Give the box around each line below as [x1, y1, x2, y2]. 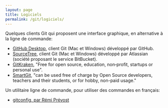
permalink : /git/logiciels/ [5, 17, 65, 22]
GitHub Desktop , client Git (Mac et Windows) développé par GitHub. [12, 46, 154, 52]
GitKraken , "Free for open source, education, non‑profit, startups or [12, 61, 153, 68]
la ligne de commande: [5, 36, 53, 42]
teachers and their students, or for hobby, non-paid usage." [12, 77, 137, 83]
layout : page [5, 7, 33, 13]
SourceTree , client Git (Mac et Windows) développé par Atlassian [12, 51, 148, 57]
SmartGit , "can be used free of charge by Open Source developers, [12, 72, 153, 78]
